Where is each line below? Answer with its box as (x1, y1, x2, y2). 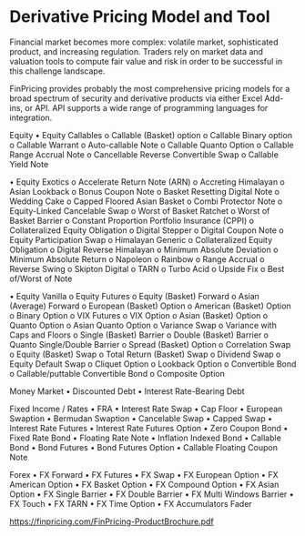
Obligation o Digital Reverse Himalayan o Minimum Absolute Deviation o (9, 244, 279, 255)
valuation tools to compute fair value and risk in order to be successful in (9, 56, 283, 66)
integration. (9, 112, 53, 123)
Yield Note (9, 158, 49, 169)
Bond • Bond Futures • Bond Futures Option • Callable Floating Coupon (9, 441, 278, 452)
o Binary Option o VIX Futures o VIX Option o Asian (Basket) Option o (9, 309, 269, 320)
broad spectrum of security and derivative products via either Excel (9, 93, 263, 104)
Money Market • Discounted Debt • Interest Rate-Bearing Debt (9, 385, 245, 397)
